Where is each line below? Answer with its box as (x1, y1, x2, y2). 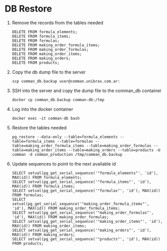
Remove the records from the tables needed (12, 20, 103, 26)
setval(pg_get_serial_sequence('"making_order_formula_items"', (12, 201, 149, 206)
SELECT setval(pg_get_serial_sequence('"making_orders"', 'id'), (12, 227, 151, 233)
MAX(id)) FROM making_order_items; (12, 223, 87, 228)
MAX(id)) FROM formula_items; (12, 184, 76, 189)
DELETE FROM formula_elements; (12, 29, 78, 34)
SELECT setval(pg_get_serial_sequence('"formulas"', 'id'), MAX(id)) (12, 188, 161, 193)
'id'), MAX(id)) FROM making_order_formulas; (12, 214, 109, 219)
